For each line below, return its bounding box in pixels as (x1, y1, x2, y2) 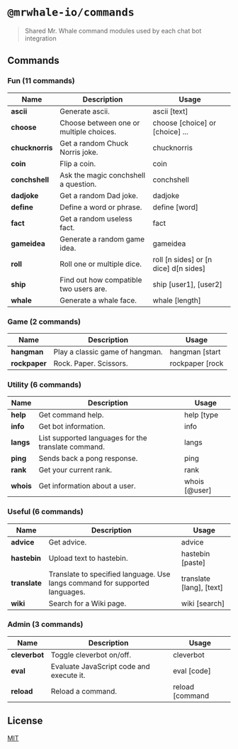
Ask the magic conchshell (59, 170, 146, 180)
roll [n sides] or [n (152, 254, 212, 264)
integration (24, 34, 57, 43)
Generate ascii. (59, 106, 110, 116)
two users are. (59, 283, 108, 293)
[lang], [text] (181, 582, 223, 592)
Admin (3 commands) (7, 620, 84, 630)
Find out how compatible (59, 275, 142, 285)
